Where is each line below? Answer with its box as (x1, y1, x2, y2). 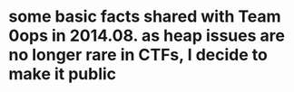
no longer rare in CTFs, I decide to (8, 45, 269, 65)
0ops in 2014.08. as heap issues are (8, 25, 285, 46)
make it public (8, 64, 117, 85)
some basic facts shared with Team (8, 6, 282, 27)
